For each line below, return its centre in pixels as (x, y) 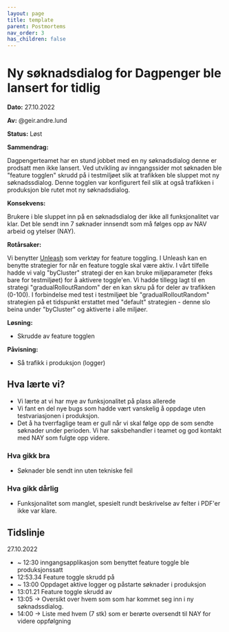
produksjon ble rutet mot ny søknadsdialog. (69, 190)
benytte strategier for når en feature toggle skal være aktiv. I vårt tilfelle (108, 266)
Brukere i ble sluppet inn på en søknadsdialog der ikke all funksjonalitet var (113, 217)
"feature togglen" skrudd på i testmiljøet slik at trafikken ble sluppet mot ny (113, 175)
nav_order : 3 (26, 33)
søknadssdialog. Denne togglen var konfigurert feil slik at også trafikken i (111, 183)
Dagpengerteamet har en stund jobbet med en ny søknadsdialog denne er (112, 161)
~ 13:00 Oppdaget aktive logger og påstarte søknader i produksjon (111, 584)
